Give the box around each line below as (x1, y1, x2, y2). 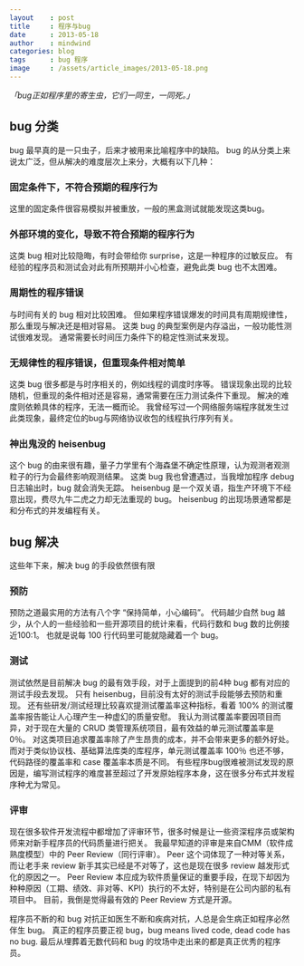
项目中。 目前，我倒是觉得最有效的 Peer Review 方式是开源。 (9, 894, 237, 904)
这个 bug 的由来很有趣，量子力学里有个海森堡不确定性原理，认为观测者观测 (9, 459, 290, 471)
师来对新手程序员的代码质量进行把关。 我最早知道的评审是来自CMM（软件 (9, 837, 286, 848)
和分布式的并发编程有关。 (9, 505, 105, 517)
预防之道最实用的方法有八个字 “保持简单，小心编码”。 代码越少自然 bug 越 (9, 607, 286, 618)
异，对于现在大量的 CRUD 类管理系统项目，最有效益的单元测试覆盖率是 (9, 722, 274, 733)
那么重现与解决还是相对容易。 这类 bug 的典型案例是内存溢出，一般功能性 (9, 320, 285, 331)
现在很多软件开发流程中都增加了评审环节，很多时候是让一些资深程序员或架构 (9, 826, 295, 836)
